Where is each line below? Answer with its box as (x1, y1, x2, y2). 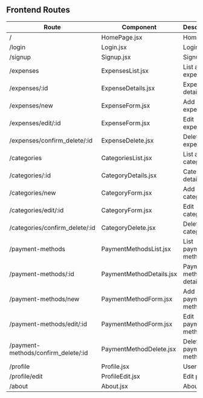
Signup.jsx (101, 53, 131, 61)
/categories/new (9, 188, 56, 197)
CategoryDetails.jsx (101, 171, 157, 180)
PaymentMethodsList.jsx (101, 245, 171, 253)
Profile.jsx (101, 362, 130, 371)
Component (121, 22, 157, 31)
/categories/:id (9, 171, 51, 180)
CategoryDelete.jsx (101, 223, 156, 232)
